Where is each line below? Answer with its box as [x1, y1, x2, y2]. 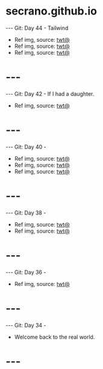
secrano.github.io [5, 4, 98, 18]
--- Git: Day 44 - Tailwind [5, 24, 69, 32]
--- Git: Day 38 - [5, 209, 46, 216]
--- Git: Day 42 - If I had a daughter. [5, 90, 95, 98]
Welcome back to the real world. [14, 333, 95, 341]
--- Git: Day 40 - [5, 143, 46, 150]
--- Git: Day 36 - [5, 268, 46, 276]
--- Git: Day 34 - [5, 321, 46, 328]
